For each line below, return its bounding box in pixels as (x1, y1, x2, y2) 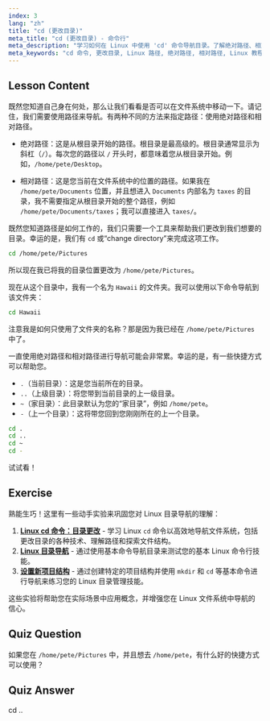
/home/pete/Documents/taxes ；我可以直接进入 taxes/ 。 (19, 206, 201, 216)
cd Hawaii (8, 308, 42, 317)
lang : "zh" (8, 19, 45, 27)
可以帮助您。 (8, 361, 51, 371)
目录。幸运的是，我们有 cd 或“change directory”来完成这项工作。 (8, 233, 223, 242)
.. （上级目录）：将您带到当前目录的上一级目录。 (19, 388, 179, 398)
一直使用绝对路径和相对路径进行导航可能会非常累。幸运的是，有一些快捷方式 (8, 351, 262, 361)
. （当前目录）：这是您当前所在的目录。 (19, 378, 147, 387)
